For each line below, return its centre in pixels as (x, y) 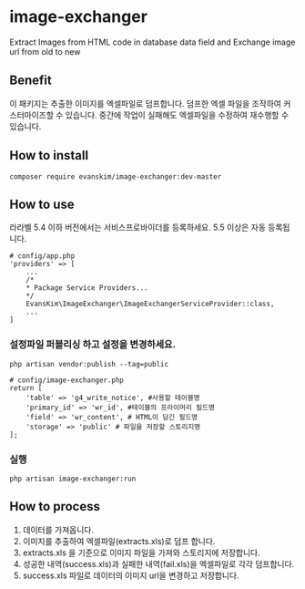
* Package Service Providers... (87, 288)
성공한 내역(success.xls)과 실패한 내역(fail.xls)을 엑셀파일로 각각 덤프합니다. (158, 563)
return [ (26, 388)
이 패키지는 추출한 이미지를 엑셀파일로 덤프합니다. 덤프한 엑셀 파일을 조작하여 (146, 103)
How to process (55, 506)
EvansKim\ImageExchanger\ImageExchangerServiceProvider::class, (150, 304)
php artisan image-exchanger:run (73, 479)
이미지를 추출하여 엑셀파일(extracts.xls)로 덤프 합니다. (119, 541)
